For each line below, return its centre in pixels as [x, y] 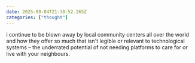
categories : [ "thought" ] [37, 17]
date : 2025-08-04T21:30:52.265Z [46, 12]
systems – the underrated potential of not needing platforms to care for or [97, 47]
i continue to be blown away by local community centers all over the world [98, 34]
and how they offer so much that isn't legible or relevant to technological [96, 41]
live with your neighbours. [38, 53]
